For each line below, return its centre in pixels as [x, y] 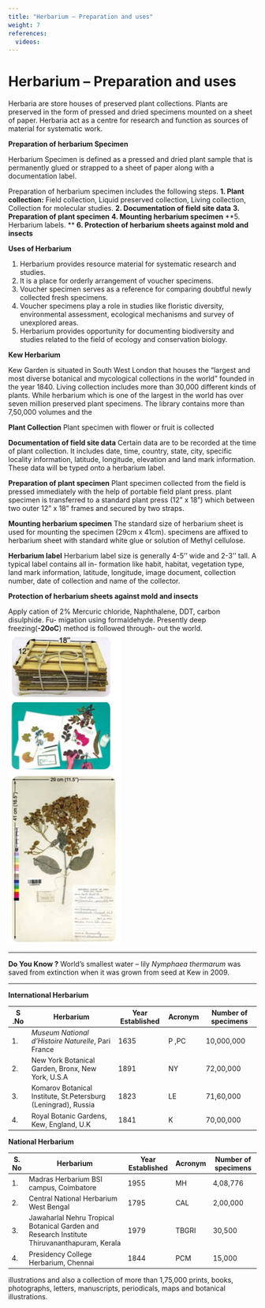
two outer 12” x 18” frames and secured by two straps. [96, 509]
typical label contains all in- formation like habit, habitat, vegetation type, [126, 564]
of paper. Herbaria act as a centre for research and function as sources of [128, 120]
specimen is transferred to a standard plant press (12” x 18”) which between [131, 500]
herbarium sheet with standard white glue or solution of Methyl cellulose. [127, 540]
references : [28, 33]
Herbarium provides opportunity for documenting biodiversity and [127, 331]
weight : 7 [24, 25]
